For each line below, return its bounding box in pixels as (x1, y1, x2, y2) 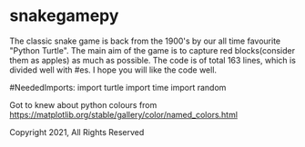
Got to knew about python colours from (9, 99, 158, 110)
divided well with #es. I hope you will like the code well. (9, 64, 217, 75)
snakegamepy (9, 5, 119, 26)
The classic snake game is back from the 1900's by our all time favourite (9, 35, 281, 46)
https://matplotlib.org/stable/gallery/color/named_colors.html (9, 109, 239, 120)
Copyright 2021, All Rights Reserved (9, 126, 145, 137)
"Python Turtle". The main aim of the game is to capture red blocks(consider (9, 44, 296, 55)
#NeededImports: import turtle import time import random (9, 82, 227, 93)
